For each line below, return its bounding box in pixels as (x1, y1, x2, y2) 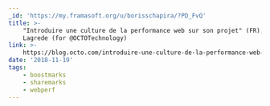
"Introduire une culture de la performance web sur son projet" (22, 26, 243, 34)
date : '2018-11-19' (8, 57, 74, 65)
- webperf (22, 85, 56, 94)
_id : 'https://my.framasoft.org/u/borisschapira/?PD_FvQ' (8, 11, 207, 20)
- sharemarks (22, 78, 67, 86)
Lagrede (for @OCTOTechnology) (22, 33, 128, 42)
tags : (8, 64, 27, 72)
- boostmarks (22, 71, 67, 79)
